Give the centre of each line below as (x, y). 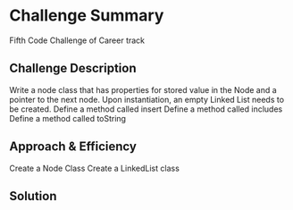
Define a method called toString (68, 118)
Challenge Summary (87, 16)
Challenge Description (73, 68)
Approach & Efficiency (73, 147)
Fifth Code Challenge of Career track (77, 40)
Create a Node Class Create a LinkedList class (95, 168)
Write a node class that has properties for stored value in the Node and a (143, 89)
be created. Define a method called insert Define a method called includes (146, 109)
